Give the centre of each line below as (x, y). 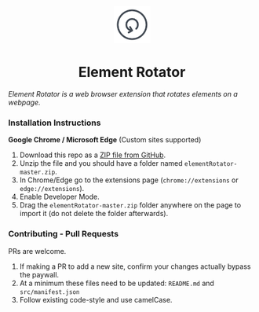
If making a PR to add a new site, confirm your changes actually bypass (135, 266)
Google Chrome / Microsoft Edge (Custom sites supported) (105, 140)
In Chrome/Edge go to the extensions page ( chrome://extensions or (129, 180)
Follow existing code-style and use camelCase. (96, 299)
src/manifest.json (49, 292)
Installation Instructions (55, 123)
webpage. (24, 102)
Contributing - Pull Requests (64, 234)
